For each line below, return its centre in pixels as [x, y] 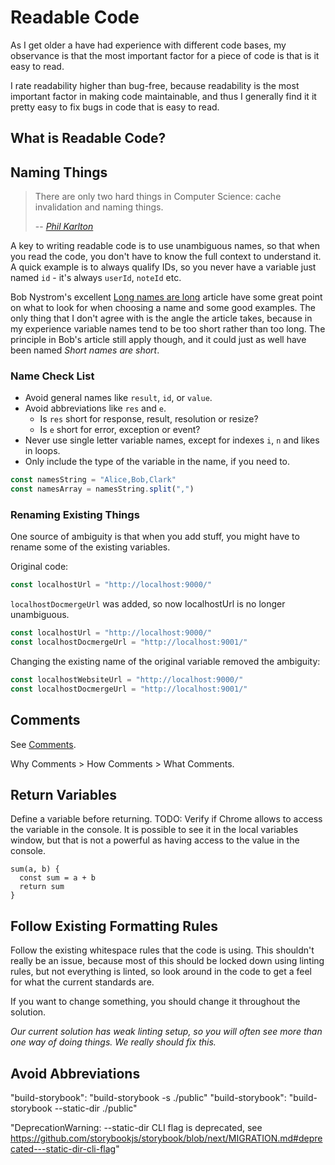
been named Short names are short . [85, 350]
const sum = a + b [58, 878]
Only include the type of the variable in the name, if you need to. [157, 462]
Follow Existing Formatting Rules [114, 926]
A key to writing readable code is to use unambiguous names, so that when [165, 246]
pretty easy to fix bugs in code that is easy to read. [115, 107]
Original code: [39, 567]
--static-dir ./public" [96, 1108]
